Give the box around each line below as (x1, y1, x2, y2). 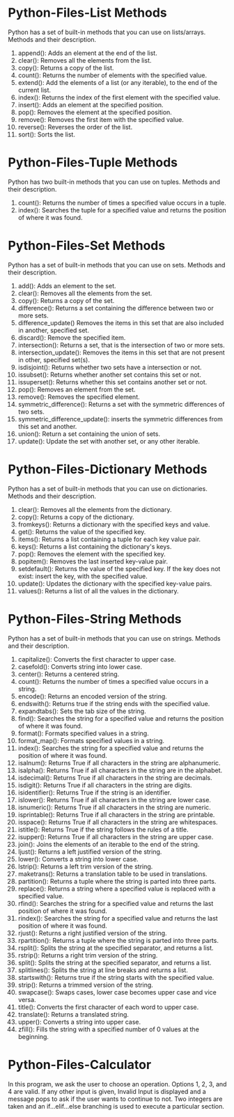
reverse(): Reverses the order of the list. (17, 123, 133, 131)
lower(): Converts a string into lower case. (17, 854, 139, 863)
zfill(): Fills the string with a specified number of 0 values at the (17, 1025, 199, 1033)
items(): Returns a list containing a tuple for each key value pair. (17, 535, 201, 543)
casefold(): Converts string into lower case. (17, 662, 143, 671)
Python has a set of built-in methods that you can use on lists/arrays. (8, 28, 206, 36)
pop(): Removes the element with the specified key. (17, 549, 166, 558)
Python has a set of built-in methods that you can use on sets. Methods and (8, 260, 226, 269)
